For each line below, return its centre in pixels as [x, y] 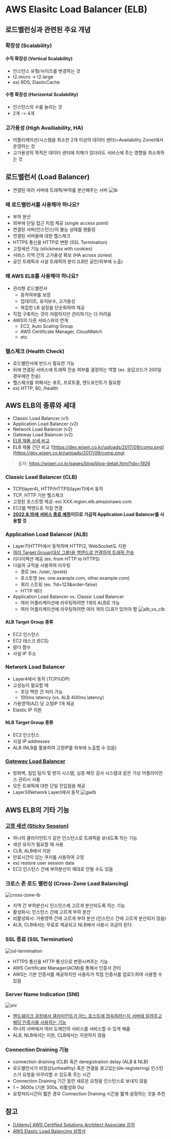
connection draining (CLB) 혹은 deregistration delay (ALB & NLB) [80, 1062]
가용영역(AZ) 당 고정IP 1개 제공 [44, 703]
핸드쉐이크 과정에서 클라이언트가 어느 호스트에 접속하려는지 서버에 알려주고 [87, 1016]
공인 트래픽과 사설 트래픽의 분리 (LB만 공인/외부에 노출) [68, 262]
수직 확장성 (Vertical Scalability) [39, 59]
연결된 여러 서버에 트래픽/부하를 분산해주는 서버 [60, 190]
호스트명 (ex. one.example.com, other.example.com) [75, 578]
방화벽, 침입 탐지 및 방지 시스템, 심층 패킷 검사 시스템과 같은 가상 [77, 773]
